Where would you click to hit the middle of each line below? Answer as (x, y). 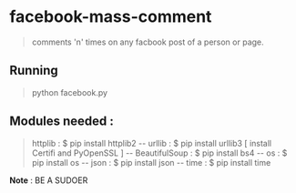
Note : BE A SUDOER (49, 180)
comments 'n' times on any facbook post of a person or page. (148, 42)
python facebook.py (69, 92)
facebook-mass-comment (111, 17)
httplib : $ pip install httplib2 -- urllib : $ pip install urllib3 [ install (151, 143)
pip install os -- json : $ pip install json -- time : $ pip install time (151, 162)
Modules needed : (61, 122)
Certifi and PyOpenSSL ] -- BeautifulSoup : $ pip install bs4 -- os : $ (159, 153)
